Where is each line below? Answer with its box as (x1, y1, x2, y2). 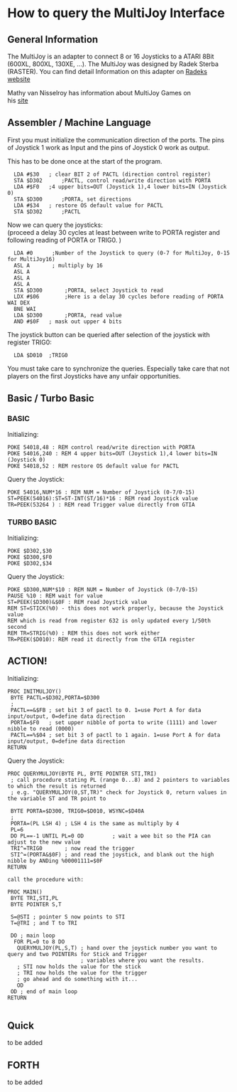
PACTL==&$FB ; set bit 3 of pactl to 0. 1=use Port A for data (10, 706, 202, 714)
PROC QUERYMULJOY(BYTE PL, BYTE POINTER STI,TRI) (7, 770, 158, 777)
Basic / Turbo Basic (7, 393, 94, 405)
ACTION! (7, 655, 48, 667)
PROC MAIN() (7, 888, 43, 896)
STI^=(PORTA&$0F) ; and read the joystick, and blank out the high (10, 851, 214, 858)
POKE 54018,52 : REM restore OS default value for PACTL (7, 462, 180, 470)
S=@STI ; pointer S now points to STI (10, 913, 126, 921)
